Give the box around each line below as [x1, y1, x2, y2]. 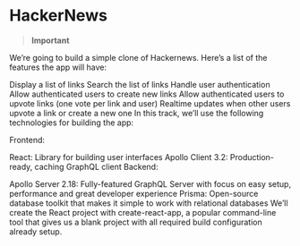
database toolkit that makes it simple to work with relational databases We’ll [9, 198, 288, 208]
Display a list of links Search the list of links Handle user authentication [9, 79, 270, 89]
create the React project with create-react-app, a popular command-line [9, 207, 277, 217]
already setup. [9, 225, 63, 237]
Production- [229, 151, 275, 162]
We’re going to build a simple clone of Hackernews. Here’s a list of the [9, 52, 268, 63]
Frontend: [9, 134, 46, 145]
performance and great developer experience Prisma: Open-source [9, 188, 259, 199]
